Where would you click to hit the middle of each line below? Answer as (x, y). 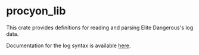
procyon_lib (36, 11)
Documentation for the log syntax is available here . (69, 45)
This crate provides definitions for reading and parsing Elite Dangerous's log (100, 27)
